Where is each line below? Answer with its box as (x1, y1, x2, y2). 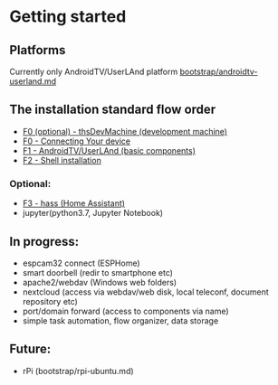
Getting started (9, 6, 127, 27)
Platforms (9, 42, 66, 58)
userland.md (9, 76, 57, 87)
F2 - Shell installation (22, 155, 101, 165)
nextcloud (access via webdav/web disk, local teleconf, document (22, 286, 269, 297)
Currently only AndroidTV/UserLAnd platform (9, 66, 178, 77)
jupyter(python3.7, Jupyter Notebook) (22, 208, 164, 219)
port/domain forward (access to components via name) (22, 305, 229, 316)
